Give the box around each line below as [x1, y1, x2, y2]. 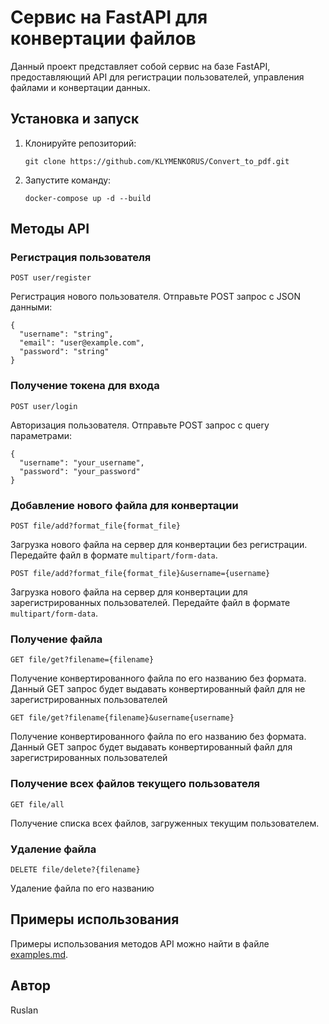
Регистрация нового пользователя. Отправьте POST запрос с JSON [10, 291, 301, 303]
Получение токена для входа [10, 379, 160, 393]
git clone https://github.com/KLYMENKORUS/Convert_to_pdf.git [24, 156, 290, 166]
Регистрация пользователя [10, 251, 152, 265]
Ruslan [10, 1004, 39, 1016]
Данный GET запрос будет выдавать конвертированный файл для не [10, 683, 306, 695]
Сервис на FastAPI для [10, 6, 208, 29]
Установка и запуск [10, 111, 140, 128]
